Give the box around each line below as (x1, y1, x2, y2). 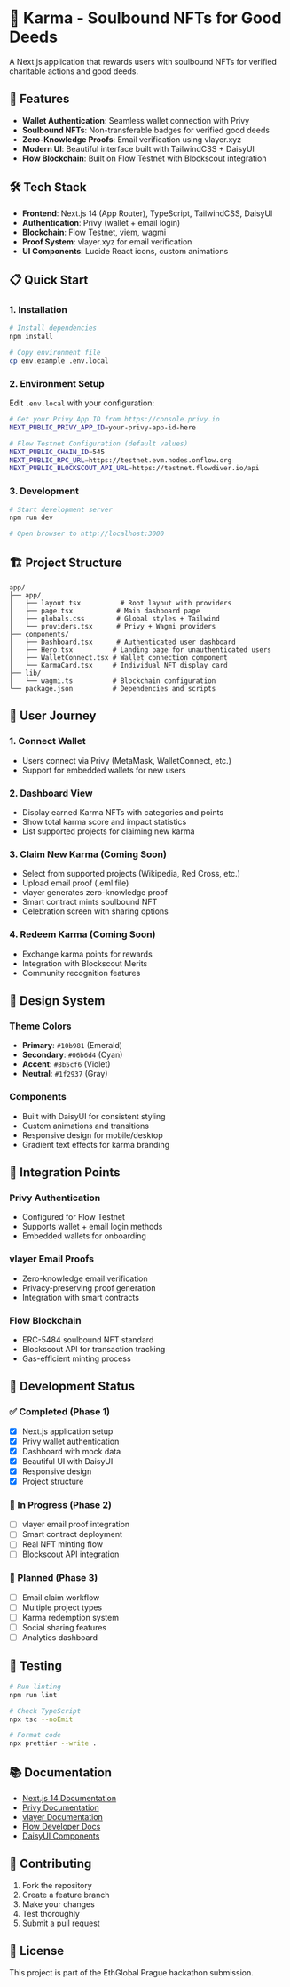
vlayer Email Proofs (9, 1253, 95, 1265)
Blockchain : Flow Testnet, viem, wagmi (21, 227, 167, 237)
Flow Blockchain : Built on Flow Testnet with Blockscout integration (21, 153, 267, 164)
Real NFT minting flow (21, 1539, 104, 1550)
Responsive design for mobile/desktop (21, 1129, 163, 1141)
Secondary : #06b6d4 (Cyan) (21, 1049, 123, 1061)
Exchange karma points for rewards (21, 949, 153, 959)
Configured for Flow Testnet (21, 1212, 126, 1222)
